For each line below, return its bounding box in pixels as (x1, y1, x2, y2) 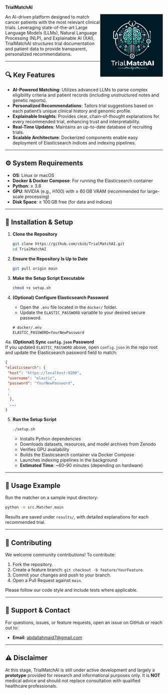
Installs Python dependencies (19, 435, 81, 441)
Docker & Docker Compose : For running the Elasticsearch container (12, 177, 153, 183)
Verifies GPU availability (19, 446, 69, 452)
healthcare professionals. (5, 682, 57, 689)
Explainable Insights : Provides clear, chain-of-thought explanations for (12, 113, 159, 119)
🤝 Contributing (5, 538, 52, 547)
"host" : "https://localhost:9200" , (7, 370, 81, 375)
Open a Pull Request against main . (12, 577, 82, 583)
